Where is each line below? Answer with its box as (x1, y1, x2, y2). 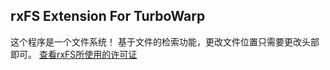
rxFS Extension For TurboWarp (10, 8, 206, 25)
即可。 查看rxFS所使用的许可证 (10, 48, 138, 60)
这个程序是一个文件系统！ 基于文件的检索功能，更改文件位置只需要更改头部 (10, 35, 320, 48)
